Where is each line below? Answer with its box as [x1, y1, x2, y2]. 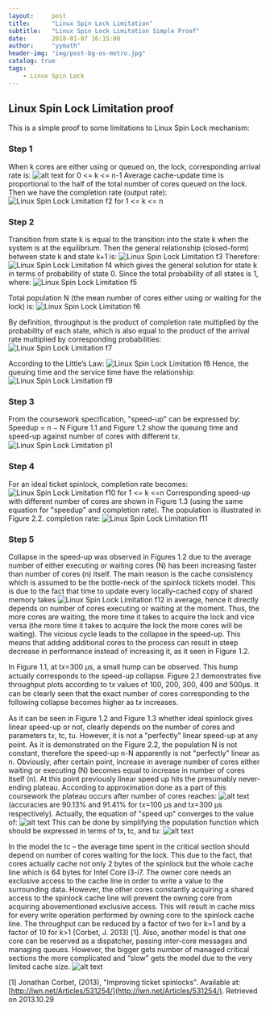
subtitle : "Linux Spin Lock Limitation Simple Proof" [8, 27, 200, 35]
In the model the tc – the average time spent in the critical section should [8, 841, 250, 851]
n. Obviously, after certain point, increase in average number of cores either [8, 757, 260, 766]
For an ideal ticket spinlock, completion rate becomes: [8, 479, 188, 489]
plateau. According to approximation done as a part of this [33, 782, 227, 792]
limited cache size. [8, 962, 71, 971]
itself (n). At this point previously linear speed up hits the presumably [8, 774, 237, 783]
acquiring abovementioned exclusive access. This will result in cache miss [8, 901, 255, 911]
